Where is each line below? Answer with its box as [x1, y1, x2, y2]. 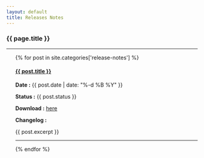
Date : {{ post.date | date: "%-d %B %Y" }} [15, 81, 123, 88]
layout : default [6, 8, 47, 15]
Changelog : [15, 116, 47, 123]
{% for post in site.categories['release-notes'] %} [15, 54, 140, 61]
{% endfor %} [15, 146, 50, 153]
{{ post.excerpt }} [15, 128, 59, 135]
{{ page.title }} [6, 35, 50, 43]
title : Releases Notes [6, 15, 64, 21]
